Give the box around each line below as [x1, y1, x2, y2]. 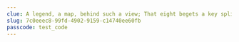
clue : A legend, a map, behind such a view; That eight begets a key [6, 10, 218, 18]
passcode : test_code [6, 23, 68, 31]
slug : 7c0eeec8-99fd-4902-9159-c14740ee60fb [6, 17, 141, 24]
